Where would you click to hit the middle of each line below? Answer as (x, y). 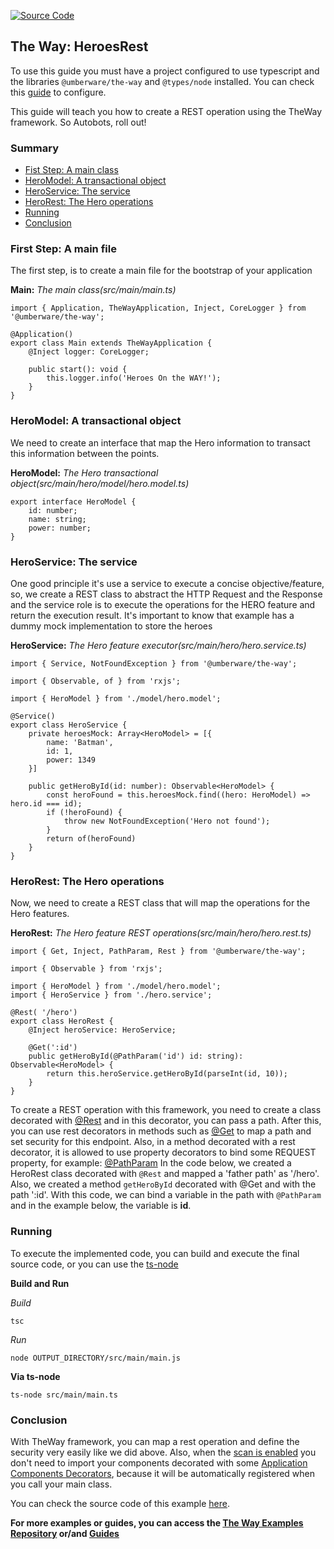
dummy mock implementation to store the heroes (111, 626)
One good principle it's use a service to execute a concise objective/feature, (167, 583)
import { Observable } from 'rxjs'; (86, 969)
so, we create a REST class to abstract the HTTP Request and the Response (166, 594)
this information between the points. (85, 453)
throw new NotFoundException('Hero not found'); (167, 821)
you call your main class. (61, 1484)
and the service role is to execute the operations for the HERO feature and (163, 604)
